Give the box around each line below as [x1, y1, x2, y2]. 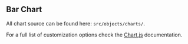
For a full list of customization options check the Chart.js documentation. [6, 31, 183, 38]
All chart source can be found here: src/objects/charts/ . [6, 20, 146, 27]
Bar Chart [6, 5, 42, 14]
